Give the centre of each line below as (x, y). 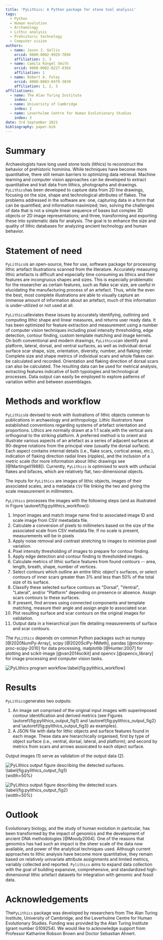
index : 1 (23, 100)
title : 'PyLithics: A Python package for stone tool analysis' (71, 9)
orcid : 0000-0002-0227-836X (42, 68)
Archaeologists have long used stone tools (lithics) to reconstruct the (74, 164)
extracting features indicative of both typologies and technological (72, 372)
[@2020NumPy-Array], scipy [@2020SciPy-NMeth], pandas (66, 643)
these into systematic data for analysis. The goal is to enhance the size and (81, 221)
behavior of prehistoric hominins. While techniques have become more (76, 169)
